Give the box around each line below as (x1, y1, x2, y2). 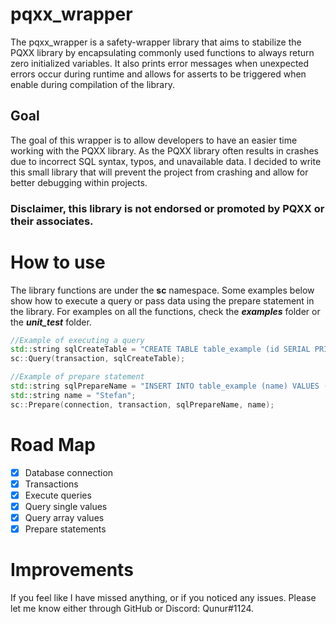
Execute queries (24, 489, 92, 501)
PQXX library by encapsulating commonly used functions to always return (10, 46, 315, 58)
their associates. (10, 214, 94, 228)
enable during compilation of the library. (10, 78, 175, 90)
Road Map (10, 433, 97, 456)
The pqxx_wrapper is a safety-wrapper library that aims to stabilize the (10, 36, 302, 48)
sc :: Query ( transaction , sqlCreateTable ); (10, 354, 186, 364)
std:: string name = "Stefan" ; (10, 390, 137, 400)
